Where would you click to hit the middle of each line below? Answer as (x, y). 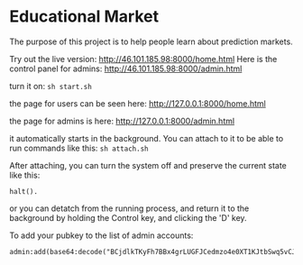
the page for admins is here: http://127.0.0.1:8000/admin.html (122, 121)
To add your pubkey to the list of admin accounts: (101, 235)
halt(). (24, 191)
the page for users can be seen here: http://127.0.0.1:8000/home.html (138, 103)
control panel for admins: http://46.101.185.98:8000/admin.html (126, 69)
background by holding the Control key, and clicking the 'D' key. (128, 217)
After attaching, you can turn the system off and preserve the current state (148, 165)
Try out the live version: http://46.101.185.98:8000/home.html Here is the (143, 59)
